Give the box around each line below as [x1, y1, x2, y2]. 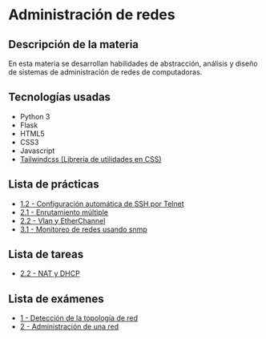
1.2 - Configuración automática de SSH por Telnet [19, 199, 184, 208]
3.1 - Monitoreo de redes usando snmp [19, 224, 148, 234]
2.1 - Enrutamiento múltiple [19, 207, 109, 217]
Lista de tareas [8, 248, 84, 261]
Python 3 [19, 111, 50, 121]
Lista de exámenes [8, 292, 104, 305]
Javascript [19, 146, 55, 155]
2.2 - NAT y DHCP [19, 268, 80, 278]
